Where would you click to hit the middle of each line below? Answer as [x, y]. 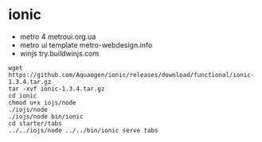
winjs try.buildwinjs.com [59, 53]
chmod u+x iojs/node [43, 102]
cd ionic [23, 96]
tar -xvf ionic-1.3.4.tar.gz [57, 89]
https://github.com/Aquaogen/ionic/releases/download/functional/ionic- [131, 75]
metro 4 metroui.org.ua [58, 36]
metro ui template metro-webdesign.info [86, 44]
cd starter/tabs [35, 123]
